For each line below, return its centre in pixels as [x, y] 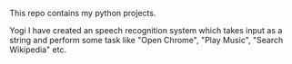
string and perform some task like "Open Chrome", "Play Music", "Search [146, 40]
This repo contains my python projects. [83, 13]
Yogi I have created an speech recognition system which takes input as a [146, 30]
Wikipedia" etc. [38, 50]
